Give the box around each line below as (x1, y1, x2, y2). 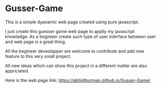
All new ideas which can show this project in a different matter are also (5, 63, 147, 69)
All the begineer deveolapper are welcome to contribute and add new (5, 48, 145, 54)
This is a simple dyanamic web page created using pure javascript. (5, 19, 140, 25)
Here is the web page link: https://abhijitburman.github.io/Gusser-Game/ (5, 77, 151, 83)
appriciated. (5, 68, 29, 73)
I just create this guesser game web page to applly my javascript (5, 28, 135, 34)
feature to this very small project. (5, 53, 72, 59)
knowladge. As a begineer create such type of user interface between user (5, 34, 156, 39)
